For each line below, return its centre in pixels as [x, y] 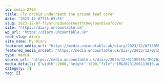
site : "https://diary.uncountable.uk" [44, 28]
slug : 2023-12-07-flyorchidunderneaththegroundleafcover [64, 23]
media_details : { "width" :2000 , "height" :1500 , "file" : [60, 64]
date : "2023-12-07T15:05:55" [35, 19]
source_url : [17, 60]
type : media [17, 55]
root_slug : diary [23, 37]
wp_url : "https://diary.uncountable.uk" [47, 32]
